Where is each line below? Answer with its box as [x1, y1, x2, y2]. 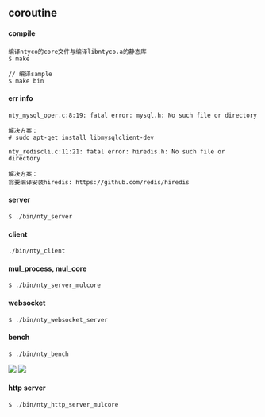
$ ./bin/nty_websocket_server [8, 315, 109, 324]
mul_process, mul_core [8, 264, 87, 273]
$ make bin [8, 77, 44, 85]
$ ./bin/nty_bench [8, 349, 69, 358]
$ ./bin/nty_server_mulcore [8, 281, 102, 289]
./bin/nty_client [8, 247, 66, 255]
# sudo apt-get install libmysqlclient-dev [8, 133, 155, 141]
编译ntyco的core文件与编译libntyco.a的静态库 [8, 48, 147, 56]
